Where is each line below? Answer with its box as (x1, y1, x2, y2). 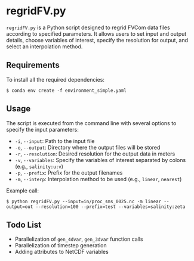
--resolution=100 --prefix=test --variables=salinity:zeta (35, 204, 186, 210)
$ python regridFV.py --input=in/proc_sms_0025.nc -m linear (6, 198, 162, 204)
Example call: (6, 187, 39, 194)
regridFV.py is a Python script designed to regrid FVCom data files (6, 24, 170, 31)
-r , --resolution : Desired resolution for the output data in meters (14, 150, 175, 157)
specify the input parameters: (6, 126, 79, 133)
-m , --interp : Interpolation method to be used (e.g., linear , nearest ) (14, 175, 182, 182)
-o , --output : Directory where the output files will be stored (14, 144, 161, 151)
